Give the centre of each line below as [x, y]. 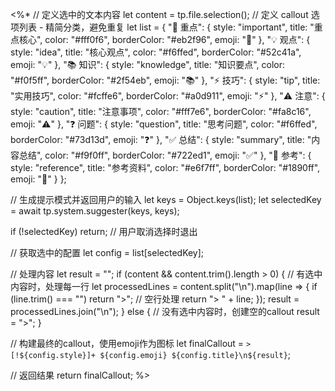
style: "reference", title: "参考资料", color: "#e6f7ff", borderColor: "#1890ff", [165, 167]
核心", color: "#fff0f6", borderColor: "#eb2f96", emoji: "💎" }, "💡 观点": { [164, 39]
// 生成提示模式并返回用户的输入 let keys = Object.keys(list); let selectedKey [166, 199]
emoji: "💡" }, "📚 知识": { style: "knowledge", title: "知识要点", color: [148, 64]
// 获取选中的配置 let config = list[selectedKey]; [107, 252]
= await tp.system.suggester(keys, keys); [95, 211]
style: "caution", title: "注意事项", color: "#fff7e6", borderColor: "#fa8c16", [161, 111]
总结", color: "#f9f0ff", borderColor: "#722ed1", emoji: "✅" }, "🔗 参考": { [165, 155]
